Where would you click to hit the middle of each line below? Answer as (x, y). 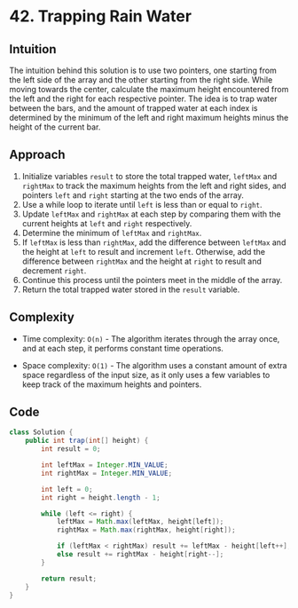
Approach (37, 155)
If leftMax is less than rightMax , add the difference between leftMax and (154, 242)
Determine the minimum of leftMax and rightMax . (112, 233)
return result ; (69, 579)
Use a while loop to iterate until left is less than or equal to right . (142, 204)
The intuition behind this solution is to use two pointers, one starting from (143, 70)
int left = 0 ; (67, 489)
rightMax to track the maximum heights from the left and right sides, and (154, 186)
